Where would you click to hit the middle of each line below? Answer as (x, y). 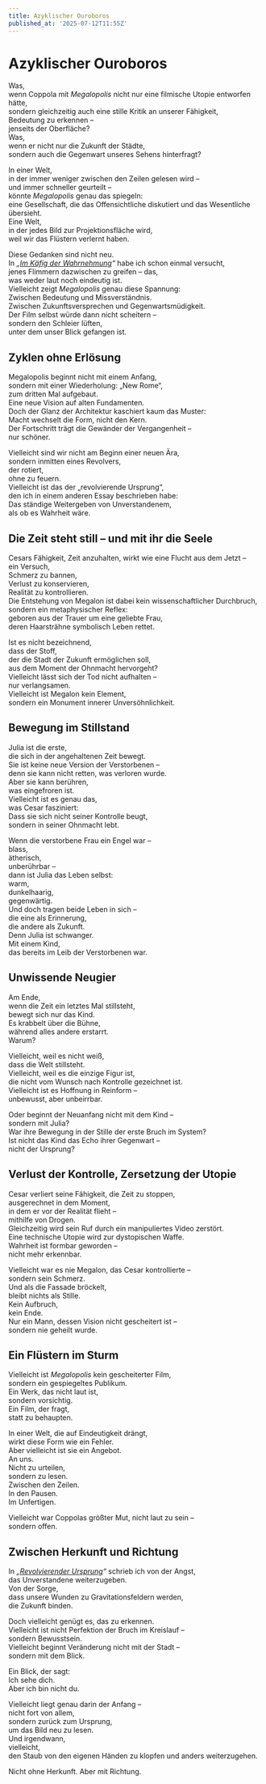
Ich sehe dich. (32, 1680)
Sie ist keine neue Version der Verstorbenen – (84, 765)
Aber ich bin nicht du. (44, 1689)
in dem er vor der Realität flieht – (62, 1211)
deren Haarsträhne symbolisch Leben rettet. (82, 627)
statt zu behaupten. (41, 1417)
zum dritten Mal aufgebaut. (53, 394)
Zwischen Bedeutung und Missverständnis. (80, 298)
